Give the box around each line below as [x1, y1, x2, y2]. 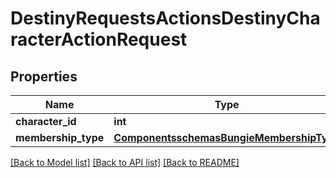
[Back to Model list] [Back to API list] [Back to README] [10, 157, 240, 168]
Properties [10, 68, 78, 85]
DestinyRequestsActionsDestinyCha [10, 7, 321, 30]
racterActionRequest [10, 28, 188, 51]
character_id [15, 115, 77, 128]
